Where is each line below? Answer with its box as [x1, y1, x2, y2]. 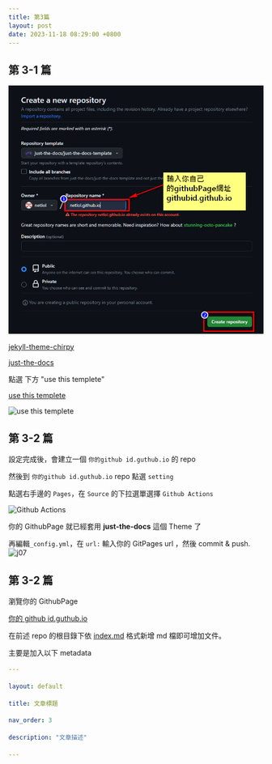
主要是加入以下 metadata [8, 648, 91, 658]
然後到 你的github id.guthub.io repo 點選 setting [8, 472, 174, 482]
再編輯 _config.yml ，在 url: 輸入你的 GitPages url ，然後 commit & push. [8, 539, 251, 549]
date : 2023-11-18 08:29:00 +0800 [8, 30, 121, 38]
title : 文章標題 [8, 699, 58, 707]
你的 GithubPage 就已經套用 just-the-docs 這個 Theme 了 [8, 522, 202, 532]
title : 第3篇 [8, 13, 50, 21]
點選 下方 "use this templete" [8, 374, 105, 384]
